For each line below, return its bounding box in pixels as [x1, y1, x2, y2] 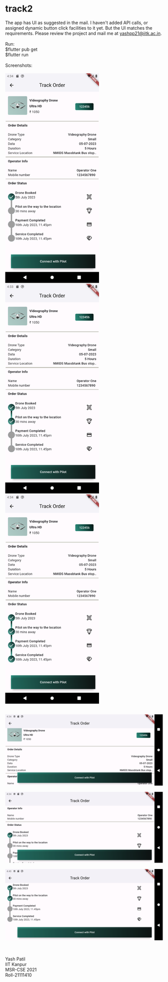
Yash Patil [5, 956, 26, 962]
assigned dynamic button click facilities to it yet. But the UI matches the [5, 25, 152, 31]
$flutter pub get [5, 46, 37, 52]
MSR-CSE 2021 [5, 966, 37, 972]
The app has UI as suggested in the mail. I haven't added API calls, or [5, 20, 148, 26]
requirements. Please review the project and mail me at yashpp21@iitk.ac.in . [5, 30, 162, 36]
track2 [5, 3, 33, 15]
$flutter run [5, 51, 29, 58]
